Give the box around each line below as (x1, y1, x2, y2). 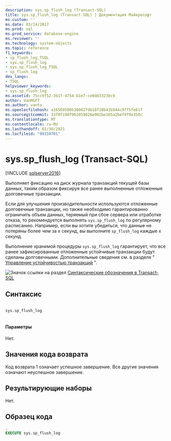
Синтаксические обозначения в (67, 270, 137, 276)
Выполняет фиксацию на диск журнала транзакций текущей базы (5, 180, 150, 186)
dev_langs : (5, 74, 29, 79)
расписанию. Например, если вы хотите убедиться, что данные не (5, 223, 152, 229)
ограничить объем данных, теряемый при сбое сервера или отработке (5, 212, 162, 218)
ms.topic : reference (5, 46, 50, 51)
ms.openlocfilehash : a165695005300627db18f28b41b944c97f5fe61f (5, 107, 143, 113)
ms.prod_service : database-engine (5, 31, 79, 36)
